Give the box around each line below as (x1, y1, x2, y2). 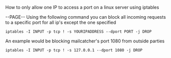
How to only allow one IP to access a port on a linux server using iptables (5, 5, 159, 10)
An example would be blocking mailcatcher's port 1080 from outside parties (5, 38, 165, 44)
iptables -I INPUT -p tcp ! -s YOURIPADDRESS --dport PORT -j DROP (5, 29, 152, 34)
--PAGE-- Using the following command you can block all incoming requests (5, 14, 166, 20)
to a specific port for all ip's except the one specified (5, 20, 116, 25)
